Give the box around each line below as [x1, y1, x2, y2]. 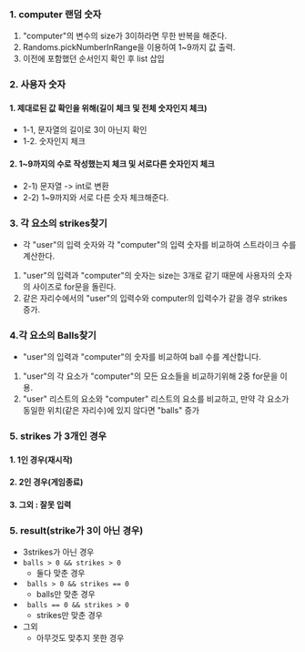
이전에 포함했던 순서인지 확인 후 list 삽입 [22, 53, 166, 65]
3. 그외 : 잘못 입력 [9, 499, 72, 510]
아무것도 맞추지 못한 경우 [36, 633, 125, 644]
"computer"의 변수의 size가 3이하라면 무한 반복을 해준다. [22, 30, 228, 42]
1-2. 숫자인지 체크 [22, 136, 86, 147]
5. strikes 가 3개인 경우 [9, 430, 107, 443]
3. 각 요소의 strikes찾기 [9, 217, 107, 229]
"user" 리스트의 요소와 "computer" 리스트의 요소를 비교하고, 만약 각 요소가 [22, 393, 290, 404]
